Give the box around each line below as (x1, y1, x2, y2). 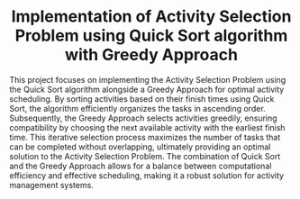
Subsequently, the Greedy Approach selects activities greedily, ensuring (9, 113, 277, 123)
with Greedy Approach (64, 45, 239, 65)
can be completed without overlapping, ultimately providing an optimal (9, 141, 271, 152)
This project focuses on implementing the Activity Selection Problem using (9, 74, 286, 85)
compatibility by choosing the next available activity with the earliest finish (9, 122, 286, 132)
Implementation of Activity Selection (11, 6, 292, 27)
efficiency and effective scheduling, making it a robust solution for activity (9, 169, 285, 181)
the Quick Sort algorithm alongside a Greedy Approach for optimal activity (9, 84, 285, 95)
